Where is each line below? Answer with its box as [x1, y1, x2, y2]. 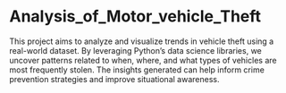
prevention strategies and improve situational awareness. [9, 73, 220, 84]
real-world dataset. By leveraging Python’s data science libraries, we [9, 45, 262, 55]
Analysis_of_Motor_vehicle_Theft [9, 6, 262, 27]
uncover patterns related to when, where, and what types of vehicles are [9, 55, 277, 65]
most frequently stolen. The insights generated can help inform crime [9, 64, 265, 75]
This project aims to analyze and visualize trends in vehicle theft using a [9, 36, 274, 46]
